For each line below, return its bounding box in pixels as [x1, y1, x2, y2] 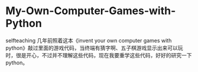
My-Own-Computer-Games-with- [5, 4, 176, 18]
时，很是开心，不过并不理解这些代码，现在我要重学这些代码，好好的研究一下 [5, 51, 192, 58]
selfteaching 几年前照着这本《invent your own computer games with [5, 37, 172, 44]
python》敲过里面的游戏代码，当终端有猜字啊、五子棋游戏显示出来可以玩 [5, 44, 183, 51]
